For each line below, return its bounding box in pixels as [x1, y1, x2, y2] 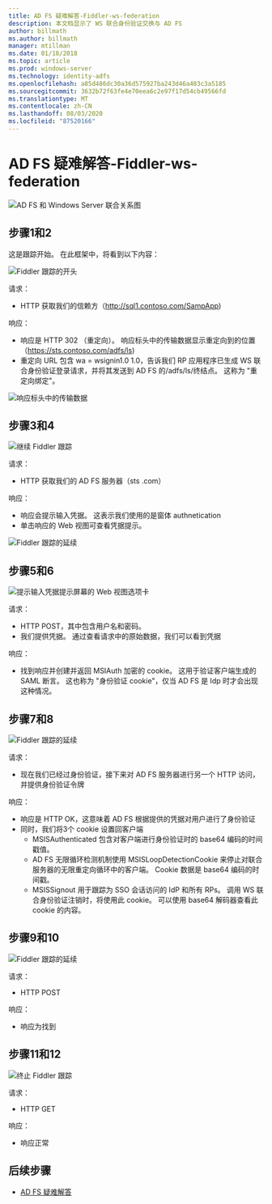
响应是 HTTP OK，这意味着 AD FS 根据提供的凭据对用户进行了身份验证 [19, 815, 257, 824]
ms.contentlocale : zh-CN [8, 102, 92, 110]
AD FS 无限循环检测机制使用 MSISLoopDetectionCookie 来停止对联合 [32, 855, 263, 865]
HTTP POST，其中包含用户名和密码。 [19, 621, 146, 632]
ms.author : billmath [8, 34, 79, 43]
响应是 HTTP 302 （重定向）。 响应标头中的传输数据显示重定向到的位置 [19, 335, 256, 345]
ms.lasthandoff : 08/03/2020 [8, 110, 104, 118]
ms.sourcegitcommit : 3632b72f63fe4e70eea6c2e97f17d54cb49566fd [8, 87, 227, 96]
